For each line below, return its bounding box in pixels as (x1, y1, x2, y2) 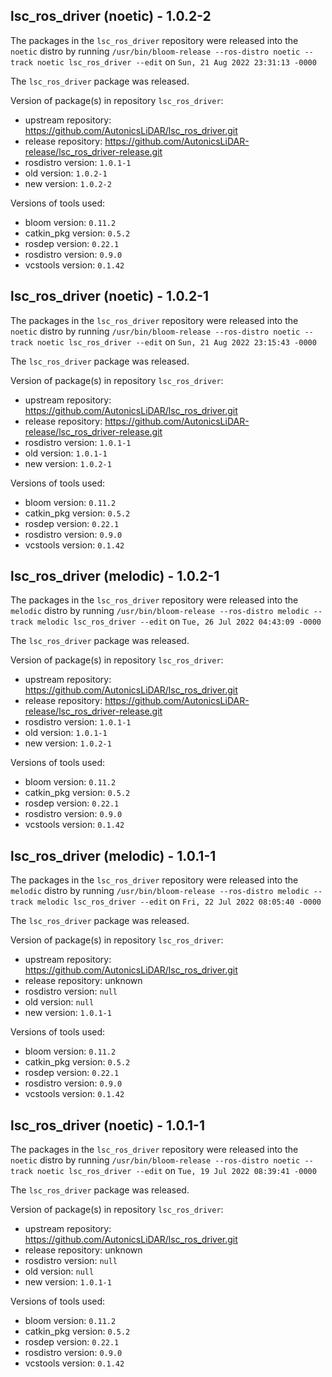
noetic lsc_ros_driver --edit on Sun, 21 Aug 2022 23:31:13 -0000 (36, 55, 317, 68)
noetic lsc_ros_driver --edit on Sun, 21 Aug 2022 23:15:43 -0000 (36, 335, 317, 348)
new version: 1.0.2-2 (24, 177, 112, 189)
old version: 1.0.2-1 (24, 167, 108, 179)
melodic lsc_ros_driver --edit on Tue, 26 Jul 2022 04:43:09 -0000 (36, 615, 322, 628)
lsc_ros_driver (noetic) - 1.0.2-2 (10, 8, 212, 25)
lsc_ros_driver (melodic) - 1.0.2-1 (10, 568, 220, 585)
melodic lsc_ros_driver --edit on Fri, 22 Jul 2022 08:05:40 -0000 (36, 895, 322, 908)
